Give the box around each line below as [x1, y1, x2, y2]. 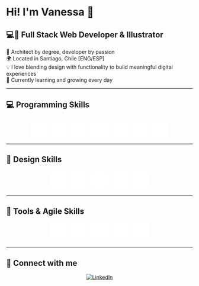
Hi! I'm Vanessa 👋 [6, 5, 94, 19]
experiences [6, 70, 37, 77]
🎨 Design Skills [6, 155, 62, 165]
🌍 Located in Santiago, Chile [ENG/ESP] [6, 55, 105, 62]
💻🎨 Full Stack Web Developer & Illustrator [6, 30, 164, 40]
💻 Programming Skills [6, 100, 90, 110]
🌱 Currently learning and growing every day [6, 76, 113, 83]
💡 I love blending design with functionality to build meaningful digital [6, 63, 173, 70]
